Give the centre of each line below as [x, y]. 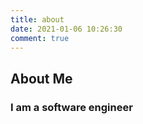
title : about [37, 19]
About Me [41, 78]
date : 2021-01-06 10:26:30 [66, 29]
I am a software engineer [71, 107]
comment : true [40, 38]
